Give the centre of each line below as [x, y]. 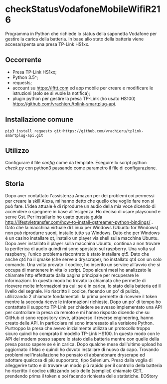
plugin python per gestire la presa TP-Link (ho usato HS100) [74, 98]
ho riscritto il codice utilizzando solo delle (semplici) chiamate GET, [74, 371]
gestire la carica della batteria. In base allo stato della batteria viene [75, 39]
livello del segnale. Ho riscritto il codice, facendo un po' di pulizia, [73, 291]
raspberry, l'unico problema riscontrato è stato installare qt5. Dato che [77, 254]
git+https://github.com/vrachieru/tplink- [99, 131]
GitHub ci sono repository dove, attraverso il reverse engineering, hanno [79, 318]
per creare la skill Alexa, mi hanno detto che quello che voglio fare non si [80, 201]
